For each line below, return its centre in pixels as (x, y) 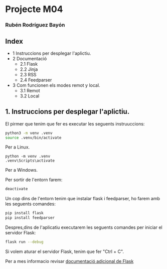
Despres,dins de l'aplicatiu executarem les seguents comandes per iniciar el (84, 227)
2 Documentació (30, 58)
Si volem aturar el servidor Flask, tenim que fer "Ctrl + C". (65, 251)
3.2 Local (30, 96)
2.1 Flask (29, 64)
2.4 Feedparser (36, 80)
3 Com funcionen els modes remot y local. (56, 85)
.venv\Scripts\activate (30, 161)
